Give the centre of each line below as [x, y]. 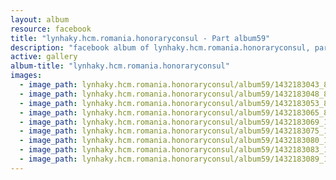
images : [26, 76]
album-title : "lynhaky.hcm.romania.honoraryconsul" [120, 66]
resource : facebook [51, 29]
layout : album [40, 19]
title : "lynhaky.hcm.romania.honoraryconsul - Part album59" [140, 38]
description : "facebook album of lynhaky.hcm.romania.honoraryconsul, [160, 47]
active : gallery [44, 57]
